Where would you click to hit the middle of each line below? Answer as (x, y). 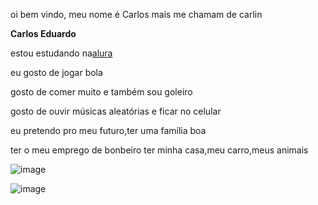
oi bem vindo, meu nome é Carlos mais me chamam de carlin (136, 14)
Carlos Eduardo (43, 33)
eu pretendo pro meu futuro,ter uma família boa (108, 130)
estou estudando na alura (61, 53)
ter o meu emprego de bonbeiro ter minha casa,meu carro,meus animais (159, 150)
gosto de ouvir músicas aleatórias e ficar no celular (116, 111)
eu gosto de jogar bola (56, 72)
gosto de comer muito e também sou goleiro (101, 92)
